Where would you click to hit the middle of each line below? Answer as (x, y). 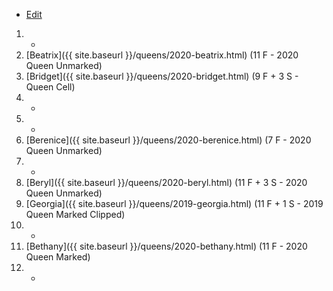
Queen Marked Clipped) (75, 214)
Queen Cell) (50, 87)
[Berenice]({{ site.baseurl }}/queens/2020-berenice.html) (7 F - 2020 (168, 140)
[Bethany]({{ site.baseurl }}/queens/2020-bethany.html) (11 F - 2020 (166, 246)
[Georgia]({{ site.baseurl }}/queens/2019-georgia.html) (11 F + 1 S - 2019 (174, 203)
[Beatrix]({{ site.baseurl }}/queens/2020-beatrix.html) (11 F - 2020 (162, 55)
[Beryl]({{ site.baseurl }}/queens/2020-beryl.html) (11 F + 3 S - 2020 (166, 182)
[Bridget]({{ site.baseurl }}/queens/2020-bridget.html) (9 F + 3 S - (162, 76)
